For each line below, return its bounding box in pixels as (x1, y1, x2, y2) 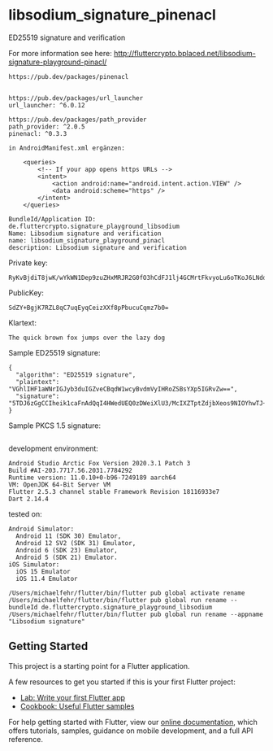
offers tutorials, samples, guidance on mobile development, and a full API (8, 726, 253, 736)
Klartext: (8, 317, 37, 327)
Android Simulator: (8, 525, 75, 533)
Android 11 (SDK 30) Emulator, (15, 531, 122, 540)
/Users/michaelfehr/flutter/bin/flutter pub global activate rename (8, 588, 245, 597)
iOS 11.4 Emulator (15, 574, 79, 583)
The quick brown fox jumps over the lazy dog (8, 334, 165, 342)
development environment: (8, 443, 99, 453)
